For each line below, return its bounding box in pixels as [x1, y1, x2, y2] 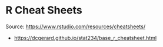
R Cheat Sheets [5, 4, 83, 17]
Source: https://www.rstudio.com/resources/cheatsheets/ [5, 23, 145, 30]
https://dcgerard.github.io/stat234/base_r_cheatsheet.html [14, 34, 157, 41]
